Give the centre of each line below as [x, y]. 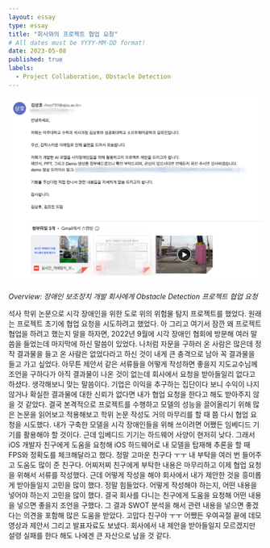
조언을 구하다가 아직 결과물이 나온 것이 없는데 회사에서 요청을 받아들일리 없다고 [132, 374]
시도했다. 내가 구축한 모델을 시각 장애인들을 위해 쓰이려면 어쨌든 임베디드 [137, 425]
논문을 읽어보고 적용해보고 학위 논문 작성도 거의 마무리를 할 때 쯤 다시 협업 [133, 415]
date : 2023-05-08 [37, 51]
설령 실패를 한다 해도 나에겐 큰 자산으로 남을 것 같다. [90, 536]
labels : [21, 69]
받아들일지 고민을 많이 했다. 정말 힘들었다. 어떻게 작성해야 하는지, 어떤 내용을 [137, 485]
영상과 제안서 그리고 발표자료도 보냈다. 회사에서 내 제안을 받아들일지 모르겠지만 [132, 525]
